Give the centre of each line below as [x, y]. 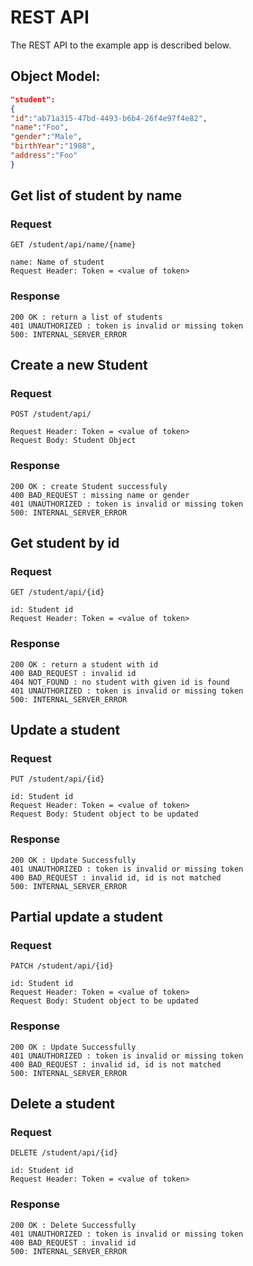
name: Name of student [57, 262]
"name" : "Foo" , [40, 127]
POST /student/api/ [51, 414]
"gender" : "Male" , [46, 137]
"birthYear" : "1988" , [53, 146]
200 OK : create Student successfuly [89, 486]
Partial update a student [86, 917]
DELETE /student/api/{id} [64, 1153]
